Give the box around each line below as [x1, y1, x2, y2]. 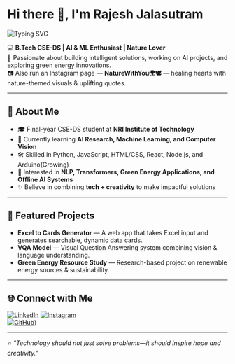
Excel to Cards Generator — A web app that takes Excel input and [17, 228, 208, 237]
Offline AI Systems [17, 175, 73, 183]
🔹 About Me [7, 106, 59, 118]
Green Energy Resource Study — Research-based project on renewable [17, 258, 227, 267]
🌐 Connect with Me [7, 292, 93, 304]
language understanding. [17, 251, 90, 259]
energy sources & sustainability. [17, 265, 110, 274]
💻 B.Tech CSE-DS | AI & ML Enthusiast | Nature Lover [7, 43, 166, 52]
